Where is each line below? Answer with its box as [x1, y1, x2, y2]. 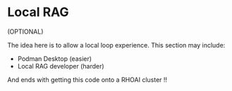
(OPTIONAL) [7, 27, 44, 36]
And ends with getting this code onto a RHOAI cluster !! [7, 75, 168, 84]
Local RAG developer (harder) [17, 62, 104, 70]
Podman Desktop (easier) [17, 54, 92, 63]
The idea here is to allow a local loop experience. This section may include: [7, 41, 226, 49]
